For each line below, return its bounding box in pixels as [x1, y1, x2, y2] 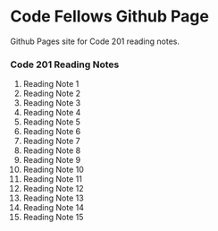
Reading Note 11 [22, 174, 83, 184]
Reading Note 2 [22, 88, 81, 99]
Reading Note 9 [22, 155, 81, 166]
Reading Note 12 [22, 184, 84, 194]
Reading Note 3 [22, 98, 81, 108]
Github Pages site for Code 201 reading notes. [10, 36, 180, 47]
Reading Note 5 [22, 116, 81, 127]
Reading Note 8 [22, 145, 81, 156]
